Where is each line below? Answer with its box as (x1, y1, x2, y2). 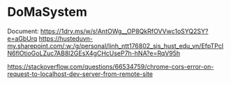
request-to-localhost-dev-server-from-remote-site (7, 70, 154, 78)
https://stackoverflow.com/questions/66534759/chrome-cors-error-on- (7, 62, 214, 70)
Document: (7, 27, 40, 35)
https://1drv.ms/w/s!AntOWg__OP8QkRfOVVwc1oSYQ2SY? (40, 27, 209, 35)
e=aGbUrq (7, 34, 38, 42)
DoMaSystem (7, 4, 87, 20)
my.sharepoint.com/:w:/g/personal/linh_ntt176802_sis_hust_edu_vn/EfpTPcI (7, 41, 224, 50)
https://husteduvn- (38, 34, 93, 42)
